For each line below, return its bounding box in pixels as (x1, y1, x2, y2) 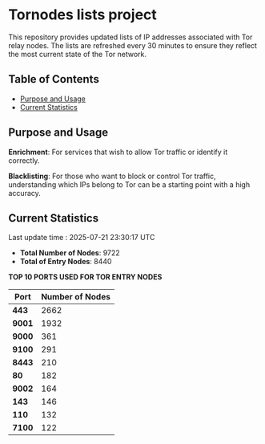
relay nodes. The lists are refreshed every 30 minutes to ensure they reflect (8, 40, 258, 50)
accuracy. (8, 188, 42, 198)
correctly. (8, 155, 40, 165)
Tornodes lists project (8, 6, 158, 24)
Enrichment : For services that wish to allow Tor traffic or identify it (8, 147, 228, 157)
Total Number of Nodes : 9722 (19, 248, 120, 258)
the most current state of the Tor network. (8, 49, 147, 59)
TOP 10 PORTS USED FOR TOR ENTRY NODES (8, 272, 163, 282)
